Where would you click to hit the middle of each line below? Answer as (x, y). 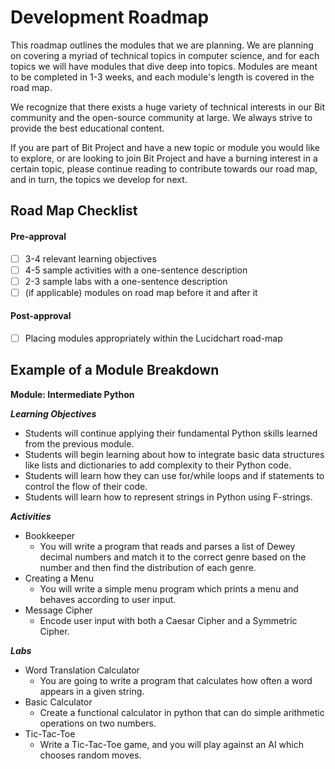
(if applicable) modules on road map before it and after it (141, 292)
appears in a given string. (92, 691)
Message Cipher (58, 610)
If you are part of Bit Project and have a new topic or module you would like (165, 147)
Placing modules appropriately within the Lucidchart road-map (153, 338)
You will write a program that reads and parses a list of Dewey (167, 546)
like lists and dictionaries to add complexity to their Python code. (158, 465)
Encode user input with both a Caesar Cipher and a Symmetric (168, 620)
